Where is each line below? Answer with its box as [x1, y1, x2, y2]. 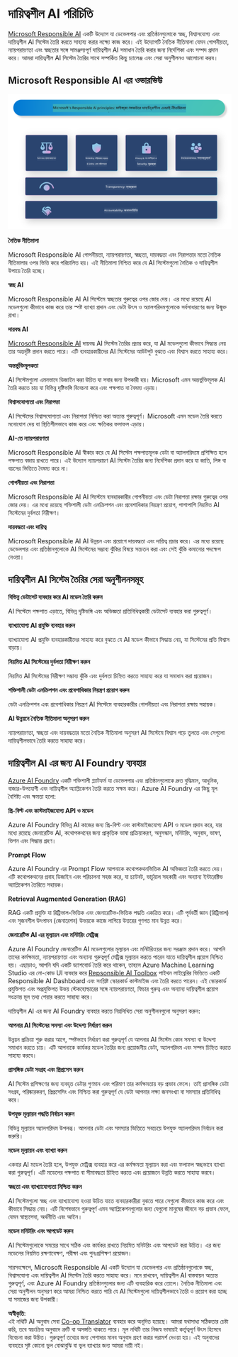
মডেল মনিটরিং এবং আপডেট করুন [8, 1226, 74, 1235]
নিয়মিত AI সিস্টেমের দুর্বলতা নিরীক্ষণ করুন [8, 657, 91, 665]
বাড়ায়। [8, 643, 24, 651]
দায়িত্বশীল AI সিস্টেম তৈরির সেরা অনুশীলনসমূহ [8, 574, 144, 586]
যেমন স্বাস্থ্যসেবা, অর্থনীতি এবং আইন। [8, 1212, 83, 1221]
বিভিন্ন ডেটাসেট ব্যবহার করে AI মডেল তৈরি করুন [8, 592, 103, 601]
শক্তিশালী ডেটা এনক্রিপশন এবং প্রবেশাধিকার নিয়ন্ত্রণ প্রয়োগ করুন [8, 685, 130, 694]
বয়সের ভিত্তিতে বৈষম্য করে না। [8, 464, 69, 472]
